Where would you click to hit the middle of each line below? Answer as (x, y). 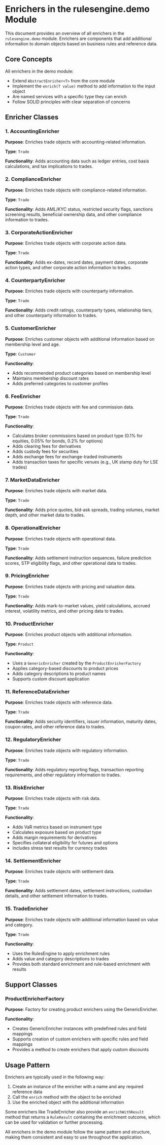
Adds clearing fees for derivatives (47, 446)
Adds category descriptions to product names (59, 674)
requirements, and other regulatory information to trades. (63, 775)
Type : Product (19, 644)
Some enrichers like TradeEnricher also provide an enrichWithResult (75, 1112)
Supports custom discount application (51, 679)
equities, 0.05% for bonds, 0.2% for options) (58, 441)
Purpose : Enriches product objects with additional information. (69, 634)
